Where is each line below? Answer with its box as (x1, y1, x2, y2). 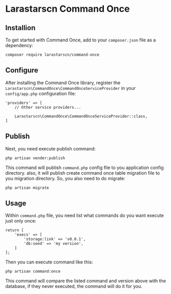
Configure (5, 66, 38, 75)
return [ (5, 228, 24, 233)
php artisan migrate (5, 185, 50, 190)
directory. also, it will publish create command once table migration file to (5, 169, 160, 176)
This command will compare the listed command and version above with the (5, 278, 166, 284)
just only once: (5, 218, 37, 224)
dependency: (5, 42, 33, 48)
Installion (5, 23, 36, 32)
